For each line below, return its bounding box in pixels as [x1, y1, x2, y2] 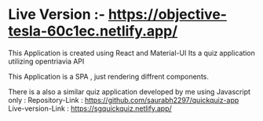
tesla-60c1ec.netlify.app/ [8, 22, 178, 40]
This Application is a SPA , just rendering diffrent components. [8, 71, 210, 81]
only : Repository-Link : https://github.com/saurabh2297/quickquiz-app [8, 95, 239, 104]
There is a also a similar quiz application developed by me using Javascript [8, 86, 251, 96]
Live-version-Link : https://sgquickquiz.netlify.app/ [8, 104, 173, 113]
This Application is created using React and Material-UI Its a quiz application [8, 48, 255, 57]
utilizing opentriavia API [8, 57, 85, 66]
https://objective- [108, 5, 228, 24]
